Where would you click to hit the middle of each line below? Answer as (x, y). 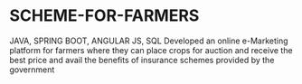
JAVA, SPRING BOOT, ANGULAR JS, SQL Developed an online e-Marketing (149, 41)
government (32, 70)
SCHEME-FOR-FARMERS (104, 16)
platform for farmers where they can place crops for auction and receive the (151, 50)
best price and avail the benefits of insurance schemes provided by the (142, 60)
